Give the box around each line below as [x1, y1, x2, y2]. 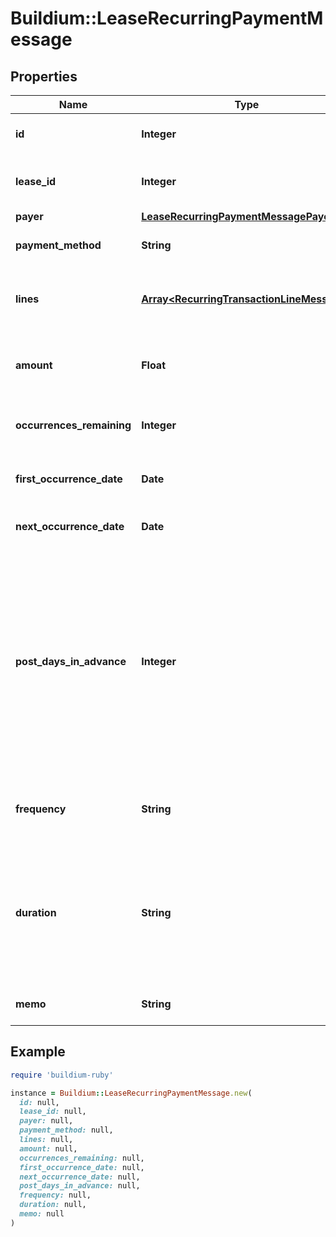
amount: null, [19, 1143, 78, 1154]
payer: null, [19, 1116, 74, 1126]
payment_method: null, [19, 1125, 114, 1136]
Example [10, 1043, 66, 1061]
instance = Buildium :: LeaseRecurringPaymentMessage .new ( [10, 1088, 253, 1098]
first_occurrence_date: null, [19, 1162, 145, 1172]
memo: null [19, 1209, 65, 1219]
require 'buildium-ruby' [10, 1070, 114, 1080]
